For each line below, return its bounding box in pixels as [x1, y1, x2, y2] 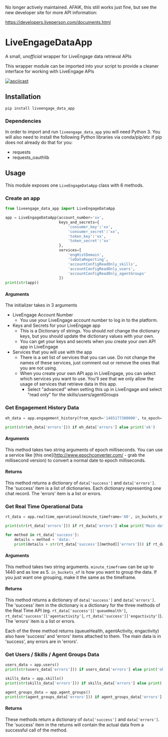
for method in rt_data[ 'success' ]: [5, 532, 79, 537]
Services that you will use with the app [12, 349, 92, 355]
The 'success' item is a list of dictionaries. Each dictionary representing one [5, 485, 161, 491]
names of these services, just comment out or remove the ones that [19, 360, 160, 366]
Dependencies [5, 117, 41, 124]
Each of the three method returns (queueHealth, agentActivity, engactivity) [5, 628, 159, 634]
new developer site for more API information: [5, 10, 97, 16]
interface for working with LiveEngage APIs [5, 68, 94, 74]
